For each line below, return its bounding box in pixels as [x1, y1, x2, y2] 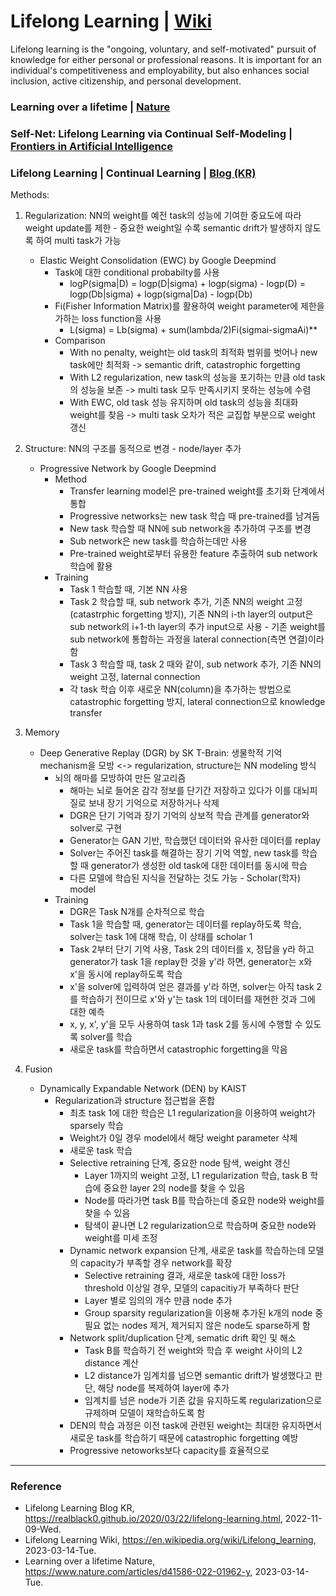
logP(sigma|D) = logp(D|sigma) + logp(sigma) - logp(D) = [69, 278, 307, 290]
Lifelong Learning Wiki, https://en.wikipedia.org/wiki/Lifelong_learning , [24, 1534, 317, 1546]
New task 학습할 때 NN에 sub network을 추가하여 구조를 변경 [69, 523, 312, 535]
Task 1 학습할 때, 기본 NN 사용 [69, 583, 188, 595]
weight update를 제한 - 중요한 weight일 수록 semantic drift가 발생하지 [24, 222, 303, 234]
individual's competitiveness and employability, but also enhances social [10, 64, 310, 76]
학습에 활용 [69, 560, 113, 572]
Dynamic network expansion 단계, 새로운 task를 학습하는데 [69, 1245, 306, 1257]
